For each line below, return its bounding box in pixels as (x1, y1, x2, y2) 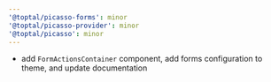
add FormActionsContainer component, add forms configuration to (20, 54, 263, 64)
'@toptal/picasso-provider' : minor (8, 21, 140, 30)
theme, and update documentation (20, 63, 148, 73)
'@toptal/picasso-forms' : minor (8, 12, 128, 22)
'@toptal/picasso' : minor (8, 29, 104, 38)
